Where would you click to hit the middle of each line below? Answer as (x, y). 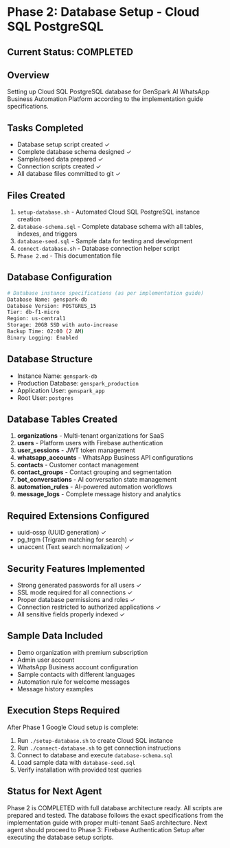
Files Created (36, 196)
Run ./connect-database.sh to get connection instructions (99, 748)
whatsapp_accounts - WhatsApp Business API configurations (105, 458)
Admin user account (46, 660)
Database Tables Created (62, 420)
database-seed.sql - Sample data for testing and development (105, 241)
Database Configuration (60, 277)
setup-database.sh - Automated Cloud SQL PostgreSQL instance (108, 212)
